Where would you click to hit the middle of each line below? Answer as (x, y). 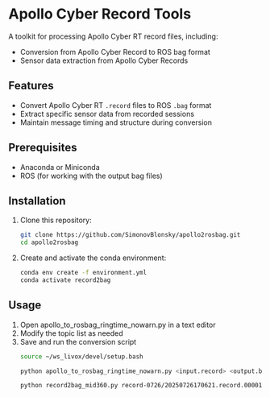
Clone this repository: (56, 220)
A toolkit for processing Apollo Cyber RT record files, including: (113, 36)
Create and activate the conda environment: (93, 258)
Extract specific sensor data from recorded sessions (107, 114)
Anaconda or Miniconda (60, 167)
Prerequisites (43, 148)
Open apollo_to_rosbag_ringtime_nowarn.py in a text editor (118, 325)
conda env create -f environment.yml (83, 273)
